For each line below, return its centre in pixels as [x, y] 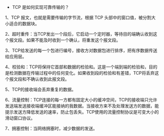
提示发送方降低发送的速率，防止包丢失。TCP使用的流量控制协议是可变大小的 [82, 112]
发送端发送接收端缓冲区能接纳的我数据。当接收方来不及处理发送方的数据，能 [82, 106]
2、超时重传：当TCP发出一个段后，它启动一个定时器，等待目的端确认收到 [79, 34]
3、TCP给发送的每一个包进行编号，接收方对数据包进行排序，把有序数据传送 [81, 50]
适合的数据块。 [24, 24]
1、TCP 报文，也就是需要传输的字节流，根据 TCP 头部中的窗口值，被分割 [78, 18]
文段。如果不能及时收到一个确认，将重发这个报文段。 [67, 40]
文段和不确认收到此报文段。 [41, 79]
